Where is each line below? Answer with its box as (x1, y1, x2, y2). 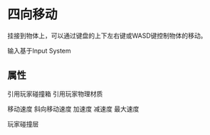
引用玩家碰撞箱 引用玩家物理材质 (7, 90, 103, 98)
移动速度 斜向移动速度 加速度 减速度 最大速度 (7, 104, 140, 113)
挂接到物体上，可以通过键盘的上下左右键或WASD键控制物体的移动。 (7, 31, 207, 40)
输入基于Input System (7, 46, 71, 55)
